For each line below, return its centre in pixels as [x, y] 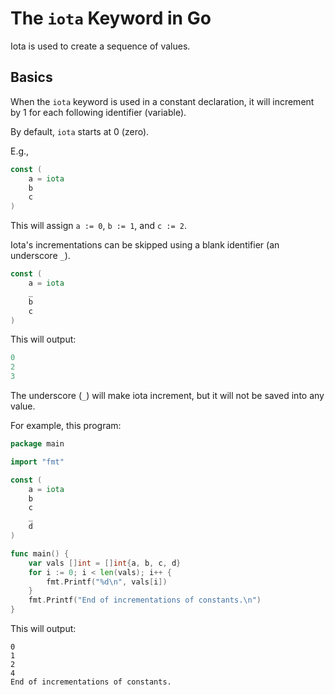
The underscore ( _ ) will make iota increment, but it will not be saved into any [167, 395]
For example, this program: [66, 425]
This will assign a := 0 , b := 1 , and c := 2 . [98, 226]
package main [37, 444]
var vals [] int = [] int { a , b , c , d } [105, 563]
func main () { [40, 553]
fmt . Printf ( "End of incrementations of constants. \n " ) [145, 600]
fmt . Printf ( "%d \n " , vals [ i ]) [107, 582]
